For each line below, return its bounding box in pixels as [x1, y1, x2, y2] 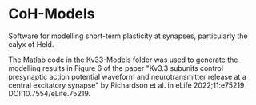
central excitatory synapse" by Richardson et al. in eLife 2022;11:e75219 [8, 80, 245, 90]
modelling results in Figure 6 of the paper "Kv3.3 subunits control [8, 63, 224, 72]
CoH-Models [8, 5, 95, 23]
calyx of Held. [8, 39, 54, 49]
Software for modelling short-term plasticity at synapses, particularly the [8, 31, 248, 41]
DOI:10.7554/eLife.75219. [8, 88, 91, 98]
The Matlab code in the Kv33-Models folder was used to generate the [8, 55, 238, 64]
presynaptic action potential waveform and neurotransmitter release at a [8, 72, 246, 81]
